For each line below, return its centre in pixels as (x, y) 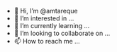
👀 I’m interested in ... (44, 18)
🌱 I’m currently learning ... (52, 26)
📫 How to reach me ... (47, 41)
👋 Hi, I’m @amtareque (46, 11)
